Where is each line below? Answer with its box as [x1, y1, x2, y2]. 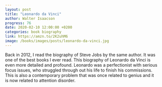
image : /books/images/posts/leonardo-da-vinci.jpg [5, 39, 109, 43]
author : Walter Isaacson [5, 16, 55, 21]
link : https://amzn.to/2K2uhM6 [5, 34, 68, 39]
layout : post [5, 7, 31, 12]
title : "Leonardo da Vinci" [5, 12, 62, 16]
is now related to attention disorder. [5, 77, 76, 83]
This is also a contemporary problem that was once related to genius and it [5, 72, 154, 78]
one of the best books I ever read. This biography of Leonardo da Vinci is [5, 57, 151, 63]
